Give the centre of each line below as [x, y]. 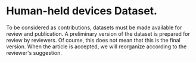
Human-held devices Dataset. [82, 11]
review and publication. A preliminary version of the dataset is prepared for [98, 33]
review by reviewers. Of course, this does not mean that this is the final [93, 40]
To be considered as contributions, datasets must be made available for [94, 27]
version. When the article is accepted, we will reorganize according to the [97, 46]
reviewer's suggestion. [34, 52]
